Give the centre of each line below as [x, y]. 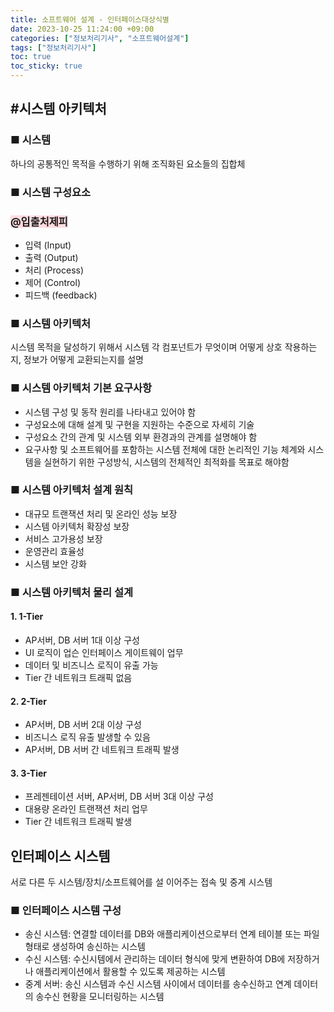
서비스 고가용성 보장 [63, 538]
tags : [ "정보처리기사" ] [53, 47]
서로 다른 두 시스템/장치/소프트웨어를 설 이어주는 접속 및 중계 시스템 [141, 882]
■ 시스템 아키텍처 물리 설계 [72, 592]
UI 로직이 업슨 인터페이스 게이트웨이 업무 [104, 652]
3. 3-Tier [28, 773]
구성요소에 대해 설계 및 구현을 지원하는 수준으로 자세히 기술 [139, 424]
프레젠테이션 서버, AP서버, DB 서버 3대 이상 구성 [119, 797]
